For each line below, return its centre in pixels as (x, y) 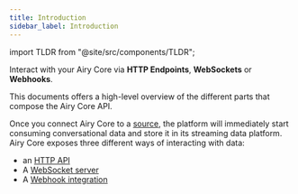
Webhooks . (31, 79)
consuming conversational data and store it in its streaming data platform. (146, 133)
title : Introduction (48, 18)
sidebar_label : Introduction (64, 26)
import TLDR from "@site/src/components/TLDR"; (102, 51)
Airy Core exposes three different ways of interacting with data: (127, 143)
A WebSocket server (60, 170)
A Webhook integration (65, 179)
